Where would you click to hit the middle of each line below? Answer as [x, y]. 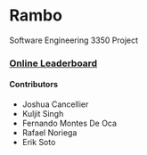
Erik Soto [39, 143]
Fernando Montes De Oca [69, 123]
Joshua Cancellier [55, 104]
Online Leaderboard [53, 63]
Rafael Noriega [49, 133]
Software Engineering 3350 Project [74, 40]
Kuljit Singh [43, 114]
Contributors [34, 85]
